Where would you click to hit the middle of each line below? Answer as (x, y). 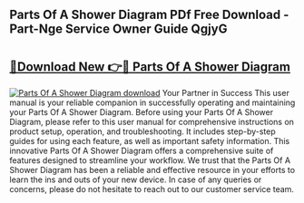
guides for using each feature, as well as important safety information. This (150, 141)
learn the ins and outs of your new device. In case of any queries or (136, 179)
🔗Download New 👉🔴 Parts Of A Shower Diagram (150, 67)
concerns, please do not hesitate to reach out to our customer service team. (152, 189)
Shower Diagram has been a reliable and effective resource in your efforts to (152, 170)
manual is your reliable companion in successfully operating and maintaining (152, 102)
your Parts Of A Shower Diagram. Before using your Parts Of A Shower (142, 112)
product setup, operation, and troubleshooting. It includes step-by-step (143, 131)
